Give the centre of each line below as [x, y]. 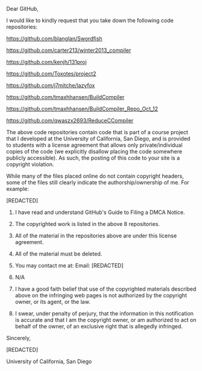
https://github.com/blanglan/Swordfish [54, 38]
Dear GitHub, [23, 9]
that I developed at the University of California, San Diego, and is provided [98, 139]
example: [17, 189]
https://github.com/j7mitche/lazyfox [51, 85]
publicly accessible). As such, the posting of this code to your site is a [93, 158]
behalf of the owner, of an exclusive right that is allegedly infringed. [99, 326]
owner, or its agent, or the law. [52, 302]
